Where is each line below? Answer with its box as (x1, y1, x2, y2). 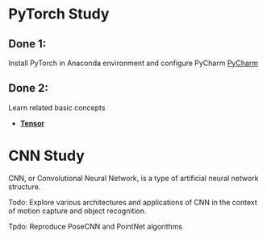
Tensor (19, 118, 45, 128)
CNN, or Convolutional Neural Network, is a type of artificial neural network (8, 173, 259, 183)
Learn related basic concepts (8, 102, 106, 113)
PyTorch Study (8, 5, 110, 23)
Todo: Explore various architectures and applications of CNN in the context (8, 197, 258, 207)
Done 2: (8, 81, 48, 95)
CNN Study (8, 146, 85, 165)
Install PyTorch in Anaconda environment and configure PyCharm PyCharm (8, 58, 259, 68)
